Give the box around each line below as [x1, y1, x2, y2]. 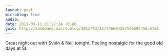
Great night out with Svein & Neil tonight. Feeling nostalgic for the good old [5, 40, 163, 46]
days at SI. [5, 45, 28, 51]
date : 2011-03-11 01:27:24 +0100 [5, 21, 77, 27]
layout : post [5, 7, 33, 13]
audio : [5, 17, 19, 22]
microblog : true [5, 12, 40, 17]
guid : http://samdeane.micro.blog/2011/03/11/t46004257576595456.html [5, 26, 159, 31]
